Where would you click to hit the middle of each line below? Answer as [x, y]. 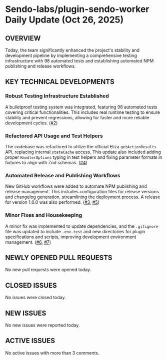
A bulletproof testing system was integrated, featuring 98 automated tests [81, 107]
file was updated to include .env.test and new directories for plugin [75, 231]
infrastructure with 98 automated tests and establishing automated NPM [79, 61]
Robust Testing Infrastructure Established [57, 96]
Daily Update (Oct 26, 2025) [64, 20]
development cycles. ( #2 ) [31, 123]
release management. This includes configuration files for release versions [82, 192]
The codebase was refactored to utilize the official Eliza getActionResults [81, 146]
